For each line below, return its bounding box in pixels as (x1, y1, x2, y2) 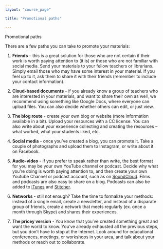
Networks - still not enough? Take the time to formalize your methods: (12, 193, 153, 199)
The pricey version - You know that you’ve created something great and (12, 218, 158, 224)
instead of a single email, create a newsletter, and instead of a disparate (12, 198, 157, 204)
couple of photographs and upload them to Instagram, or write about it (12, 143, 154, 149)
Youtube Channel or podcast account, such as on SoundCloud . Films (12, 173, 150, 179)
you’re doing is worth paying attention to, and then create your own (12, 168, 147, 174)
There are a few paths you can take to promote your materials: (5, 43, 130, 49)
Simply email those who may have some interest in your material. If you (12, 68, 155, 74)
